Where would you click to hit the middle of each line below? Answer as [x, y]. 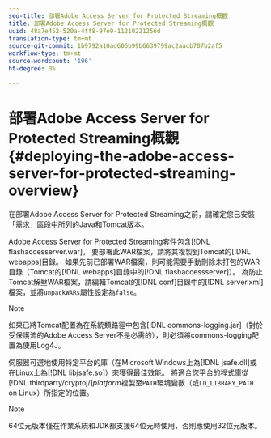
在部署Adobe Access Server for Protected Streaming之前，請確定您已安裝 [132, 214]
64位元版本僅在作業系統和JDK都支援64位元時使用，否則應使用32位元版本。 [135, 425]
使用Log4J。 [44, 345]
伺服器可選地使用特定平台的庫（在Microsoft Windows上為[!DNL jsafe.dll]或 [133, 362]
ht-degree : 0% [32, 69]
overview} [44, 190]
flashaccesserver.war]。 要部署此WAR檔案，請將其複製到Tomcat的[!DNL [129, 251]
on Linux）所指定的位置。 [51, 393]
